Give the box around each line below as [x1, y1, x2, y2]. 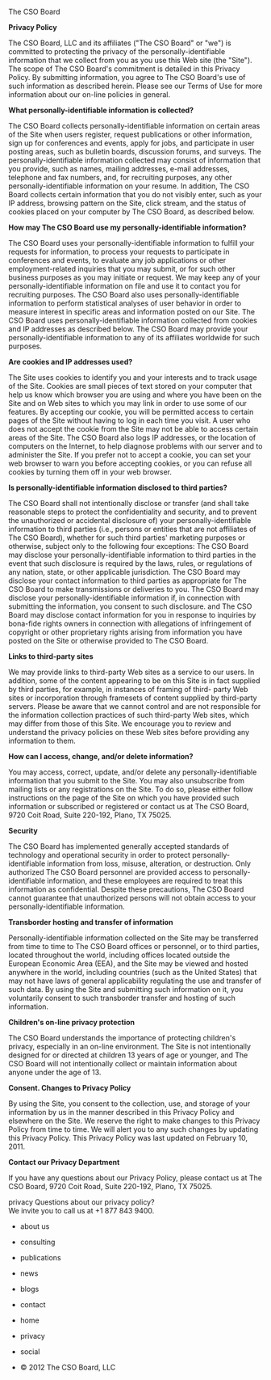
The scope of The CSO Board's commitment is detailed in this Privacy [8, 64, 240, 74]
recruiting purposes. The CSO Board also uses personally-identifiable [8, 290, 240, 299]
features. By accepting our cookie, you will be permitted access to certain [8, 407, 254, 416]
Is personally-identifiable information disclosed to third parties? [8, 483, 227, 492]
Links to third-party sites [8, 652, 94, 661]
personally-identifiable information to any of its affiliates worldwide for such [8, 333, 261, 342]
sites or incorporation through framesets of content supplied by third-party [8, 693, 257, 703]
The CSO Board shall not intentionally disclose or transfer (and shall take [8, 499, 250, 508]
